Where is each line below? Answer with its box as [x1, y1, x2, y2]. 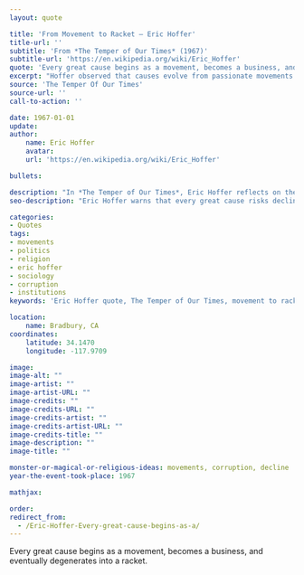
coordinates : [9, 329, 59, 339]
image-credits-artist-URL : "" [9, 421, 124, 430]
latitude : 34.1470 [25, 338, 95, 347]
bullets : [9, 171, 43, 181]
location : [9, 313, 47, 322]
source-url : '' [9, 88, 67, 98]
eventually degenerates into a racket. [9, 555, 147, 566]
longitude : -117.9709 [25, 346, 107, 355]
